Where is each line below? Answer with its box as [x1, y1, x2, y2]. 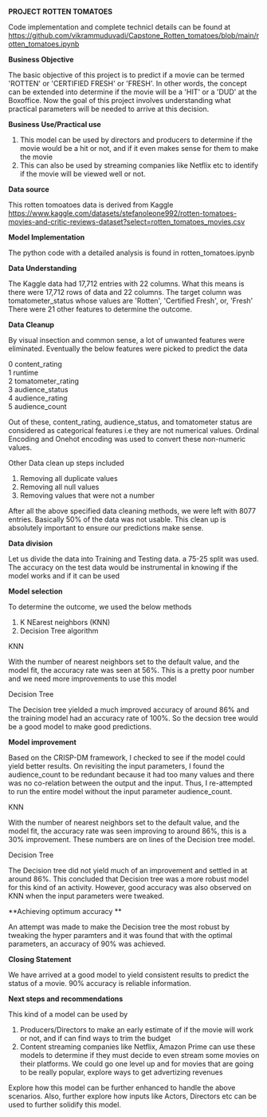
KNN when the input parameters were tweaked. [8, 891, 165, 900]
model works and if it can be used [8, 571, 120, 580]
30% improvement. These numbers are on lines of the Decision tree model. [8, 835, 256, 844]
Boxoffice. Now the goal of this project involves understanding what [8, 96, 231, 105]
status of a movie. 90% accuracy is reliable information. [8, 979, 191, 988]
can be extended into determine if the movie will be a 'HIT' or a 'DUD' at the [8, 87, 257, 97]
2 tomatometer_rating [8, 376, 80, 386]
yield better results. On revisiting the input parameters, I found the [8, 761, 225, 770]
